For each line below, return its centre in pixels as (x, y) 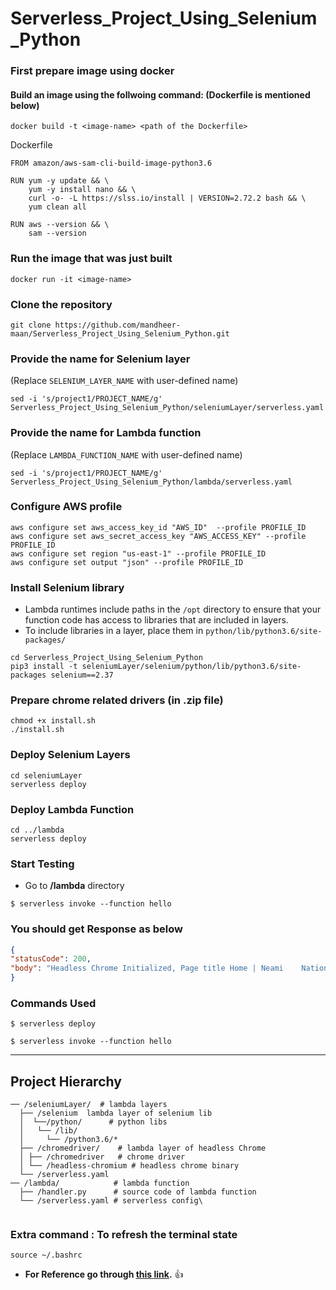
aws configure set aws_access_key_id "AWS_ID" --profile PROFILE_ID (158, 527)
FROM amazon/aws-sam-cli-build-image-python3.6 (111, 163)
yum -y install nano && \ (82, 190)
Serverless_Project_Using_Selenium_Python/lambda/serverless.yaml (151, 482)
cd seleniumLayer (46, 775)
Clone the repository (61, 304)
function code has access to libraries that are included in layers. (156, 620)
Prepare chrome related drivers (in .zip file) (117, 700)
